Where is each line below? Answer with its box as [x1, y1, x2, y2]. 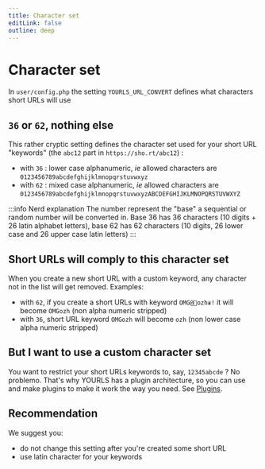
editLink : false [8, 19, 62, 27]
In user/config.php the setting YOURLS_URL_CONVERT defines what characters [8, 87, 254, 96]
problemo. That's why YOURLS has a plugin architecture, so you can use [8, 375, 246, 385]
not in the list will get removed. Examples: [8, 281, 144, 291]
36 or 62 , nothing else [8, 118, 113, 132]
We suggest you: [8, 428, 63, 437]
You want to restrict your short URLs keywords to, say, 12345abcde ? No [8, 366, 240, 376]
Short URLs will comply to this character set [8, 252, 229, 266]
